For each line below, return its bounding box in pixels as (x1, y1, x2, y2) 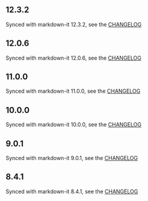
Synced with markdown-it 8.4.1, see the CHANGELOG (5, 188, 138, 195)
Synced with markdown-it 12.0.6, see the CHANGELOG (5, 54, 142, 61)
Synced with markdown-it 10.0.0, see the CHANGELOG (5, 121, 142, 128)
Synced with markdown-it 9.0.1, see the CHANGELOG (5, 155, 138, 162)
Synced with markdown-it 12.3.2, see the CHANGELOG (5, 20, 142, 28)
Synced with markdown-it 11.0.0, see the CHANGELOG (5, 87, 141, 95)
